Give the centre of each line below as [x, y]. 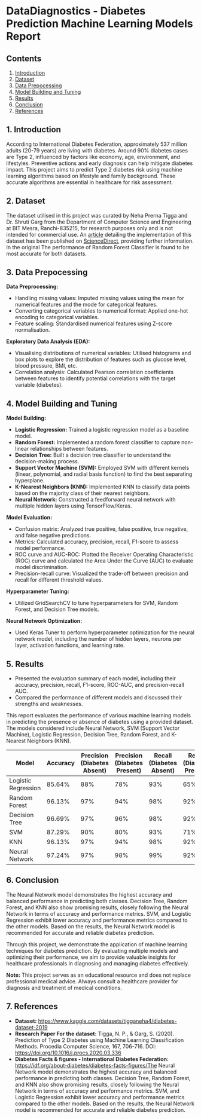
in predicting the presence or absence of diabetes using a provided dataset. [100, 722]
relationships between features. [69, 449]
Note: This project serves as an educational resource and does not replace [99, 975]
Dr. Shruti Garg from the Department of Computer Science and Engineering [99, 222]
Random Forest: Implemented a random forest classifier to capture [98, 442]
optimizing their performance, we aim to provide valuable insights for [91, 957]
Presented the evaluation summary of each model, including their [95, 678]
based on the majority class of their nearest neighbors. [83, 493]
